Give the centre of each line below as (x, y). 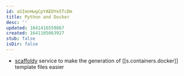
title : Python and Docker (38, 17)
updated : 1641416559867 (35, 28)
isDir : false (22, 44)
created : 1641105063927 (35, 33)
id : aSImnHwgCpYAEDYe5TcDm (39, 11)
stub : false (21, 39)
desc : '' (17, 22)
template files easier (39, 67)
